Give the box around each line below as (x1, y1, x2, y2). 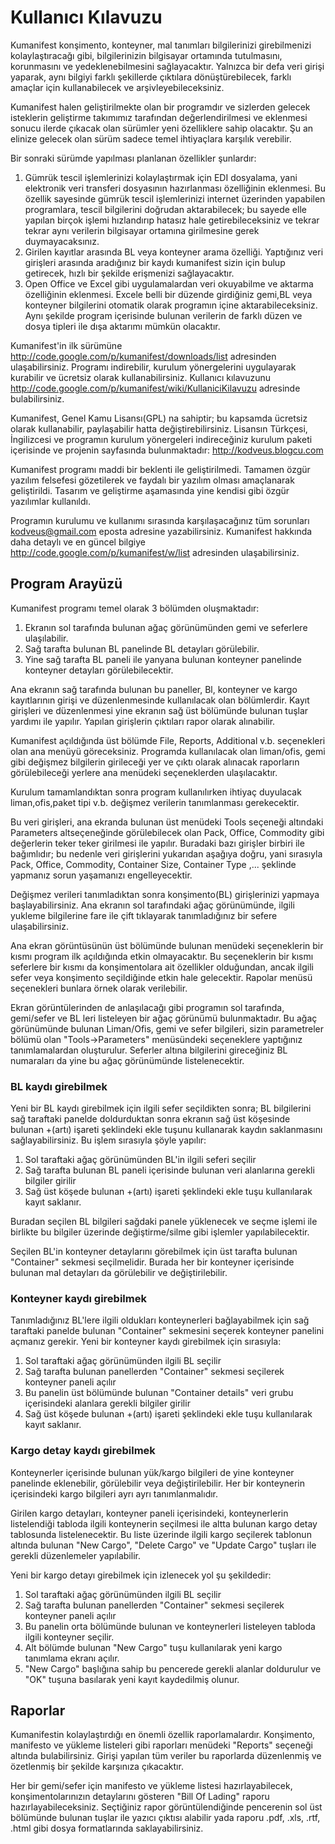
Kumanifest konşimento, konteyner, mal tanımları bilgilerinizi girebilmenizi (10, 39, 312, 51)
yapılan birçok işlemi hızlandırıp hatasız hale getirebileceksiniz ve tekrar (24, 214, 320, 226)
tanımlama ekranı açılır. (24, 1652, 120, 1664)
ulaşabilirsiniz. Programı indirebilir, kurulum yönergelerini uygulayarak (10, 361, 297, 373)
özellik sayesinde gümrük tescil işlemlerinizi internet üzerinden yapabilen (24, 192, 326, 205)
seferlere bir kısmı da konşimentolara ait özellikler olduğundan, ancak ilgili (10, 961, 314, 973)
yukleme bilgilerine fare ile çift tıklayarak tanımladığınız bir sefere (10, 909, 278, 921)
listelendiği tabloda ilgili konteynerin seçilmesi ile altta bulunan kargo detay (10, 1517, 318, 1530)
